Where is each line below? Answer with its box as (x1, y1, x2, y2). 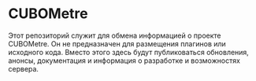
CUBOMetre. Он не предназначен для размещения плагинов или (8, 39, 226, 48)
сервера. (8, 64, 39, 73)
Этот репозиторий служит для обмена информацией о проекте (8, 31, 221, 40)
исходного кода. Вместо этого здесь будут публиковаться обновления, (8, 47, 250, 57)
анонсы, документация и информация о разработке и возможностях (8, 56, 240, 65)
